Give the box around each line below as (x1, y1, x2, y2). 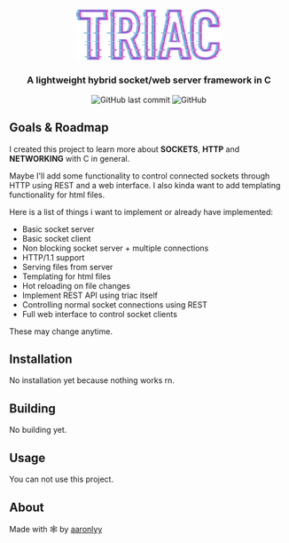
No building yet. (9, 425, 67, 435)
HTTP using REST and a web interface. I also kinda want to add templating (9, 180, 281, 190)
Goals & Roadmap (9, 120, 109, 135)
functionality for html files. (9, 189, 105, 200)
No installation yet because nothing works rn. (9, 375, 176, 386)
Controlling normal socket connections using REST (21, 299, 208, 310)
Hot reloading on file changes (21, 280, 131, 291)
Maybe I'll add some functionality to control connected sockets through (9, 170, 270, 181)
